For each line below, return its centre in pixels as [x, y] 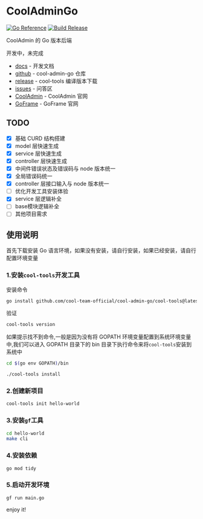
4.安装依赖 [22, 456]
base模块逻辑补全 [37, 206]
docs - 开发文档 [34, 66]
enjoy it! [16, 509]
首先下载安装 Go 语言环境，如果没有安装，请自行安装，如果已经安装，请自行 [101, 250]
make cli [17, 439]
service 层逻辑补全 [38, 199]
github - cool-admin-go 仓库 [50, 73]
